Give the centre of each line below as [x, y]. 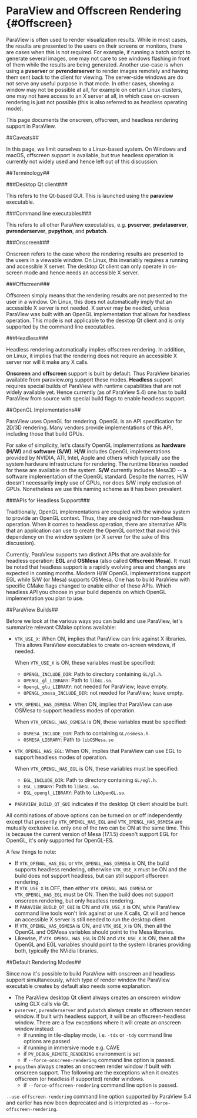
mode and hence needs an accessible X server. [81, 273]
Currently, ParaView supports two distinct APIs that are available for [88, 554]
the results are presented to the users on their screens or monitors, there [94, 46]
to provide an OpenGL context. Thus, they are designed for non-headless [95, 518]
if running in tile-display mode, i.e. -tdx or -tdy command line [98, 1035]
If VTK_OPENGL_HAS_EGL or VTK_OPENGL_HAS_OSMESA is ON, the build [92, 863]
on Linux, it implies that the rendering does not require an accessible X [92, 356]
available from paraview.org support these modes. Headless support [90, 379]
